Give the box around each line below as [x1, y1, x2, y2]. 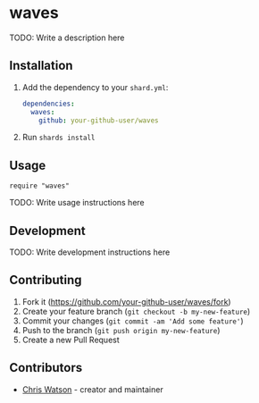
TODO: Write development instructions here [9, 247, 171, 257]
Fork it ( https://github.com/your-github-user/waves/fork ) [21, 296, 231, 306]
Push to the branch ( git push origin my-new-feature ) [21, 324, 221, 335]
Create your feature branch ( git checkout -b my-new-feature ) [21, 306, 251, 316]
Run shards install [21, 132, 96, 143]
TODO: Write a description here [9, 32, 125, 43]
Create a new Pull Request [21, 334, 121, 345]
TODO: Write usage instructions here [9, 197, 145, 208]
